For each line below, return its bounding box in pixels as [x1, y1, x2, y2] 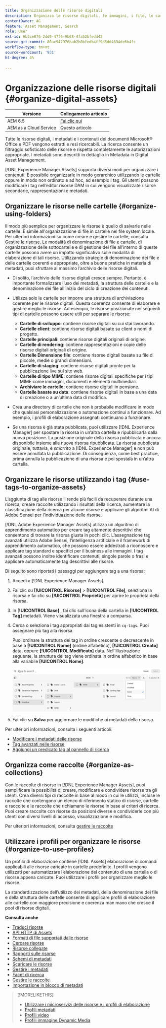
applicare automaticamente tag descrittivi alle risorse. [5, 558, 115, 564]
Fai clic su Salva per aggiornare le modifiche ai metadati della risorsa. [12, 716, 155, 722]
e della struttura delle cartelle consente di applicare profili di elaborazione [5, 894, 155, 900]
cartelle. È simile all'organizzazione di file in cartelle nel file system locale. [5, 228, 156, 234]
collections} [5, 768, 43, 777]
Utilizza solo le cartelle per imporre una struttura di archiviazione [12, 295, 144, 301]
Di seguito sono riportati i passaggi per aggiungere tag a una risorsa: [5, 568, 145, 574]
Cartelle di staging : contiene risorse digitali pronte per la [19, 362, 136, 368]
